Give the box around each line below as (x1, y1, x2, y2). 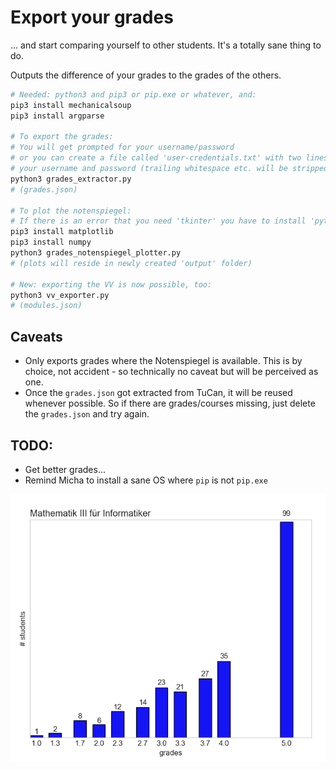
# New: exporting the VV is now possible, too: (10, 279, 213, 290)
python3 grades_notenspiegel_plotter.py (10, 248, 182, 258)
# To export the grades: (10, 132, 114, 142)
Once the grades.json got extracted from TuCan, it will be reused (24, 387, 293, 399)
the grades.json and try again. (24, 408, 150, 420)
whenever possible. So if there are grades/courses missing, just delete (24, 397, 316, 410)
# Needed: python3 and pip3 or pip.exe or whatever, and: (10, 89, 257, 100)
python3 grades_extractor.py (10, 174, 132, 184)
